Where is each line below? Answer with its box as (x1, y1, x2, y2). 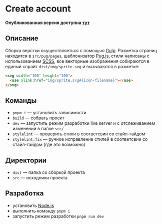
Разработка (5, 189, 44, 198)
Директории (5, 156, 46, 164)
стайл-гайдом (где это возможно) (12, 141, 85, 148)
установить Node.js (12, 202, 54, 208)
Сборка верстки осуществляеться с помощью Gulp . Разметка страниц (5, 47, 157, 53)
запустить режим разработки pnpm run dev (12, 213, 104, 219)
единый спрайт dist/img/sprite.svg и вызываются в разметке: (5, 63, 139, 69)
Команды (5, 96, 37, 105)
